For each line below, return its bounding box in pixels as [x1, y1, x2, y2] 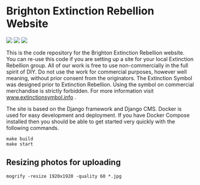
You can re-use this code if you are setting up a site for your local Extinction [6, 55, 193, 62]
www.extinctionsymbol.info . [6, 93, 77, 101]
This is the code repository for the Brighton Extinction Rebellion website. [6, 49, 185, 56]
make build [6, 136, 34, 142]
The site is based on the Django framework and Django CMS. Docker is [6, 105, 182, 112]
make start [6, 141, 34, 147]
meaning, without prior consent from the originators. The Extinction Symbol [6, 74, 193, 81]
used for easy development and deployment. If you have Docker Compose [6, 111, 190, 119]
